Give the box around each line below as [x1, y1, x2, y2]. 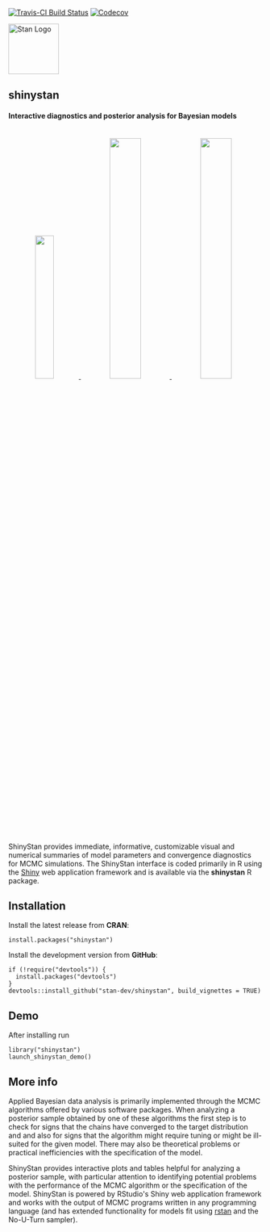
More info [8, 1075, 58, 1088]
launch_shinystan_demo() [8, 1053, 92, 1061]
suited [8, 1139, 30, 1149]
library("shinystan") [8, 1046, 81, 1055]
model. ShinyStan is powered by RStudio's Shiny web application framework [8, 1189, 262, 1199]
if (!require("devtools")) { [8, 966, 106, 974]
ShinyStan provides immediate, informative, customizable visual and [8, 842, 235, 851]
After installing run [8, 1030, 70, 1040]
